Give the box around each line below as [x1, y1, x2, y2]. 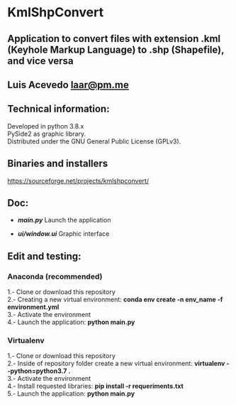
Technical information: [7, 103, 110, 115]
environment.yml [7, 303, 60, 311]
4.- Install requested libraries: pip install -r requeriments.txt [7, 382, 184, 391]
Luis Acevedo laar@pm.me [7, 79, 129, 91]
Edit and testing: [7, 250, 82, 262]
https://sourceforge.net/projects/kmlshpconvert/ [7, 176, 150, 185]
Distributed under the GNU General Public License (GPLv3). [7, 136, 181, 146]
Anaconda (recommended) [7, 271, 103, 281]
